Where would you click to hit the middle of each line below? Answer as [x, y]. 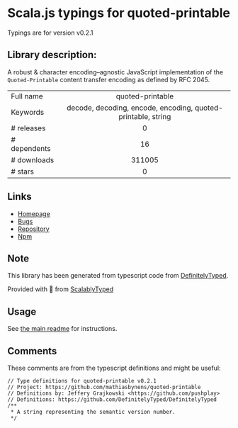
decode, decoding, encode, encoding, [130, 108]
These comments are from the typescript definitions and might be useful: [114, 368]
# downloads [33, 159]
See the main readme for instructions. [62, 329]
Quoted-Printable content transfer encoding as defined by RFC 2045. [109, 79]
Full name [27, 96]
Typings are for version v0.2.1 [50, 33]
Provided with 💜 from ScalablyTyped [61, 289]
